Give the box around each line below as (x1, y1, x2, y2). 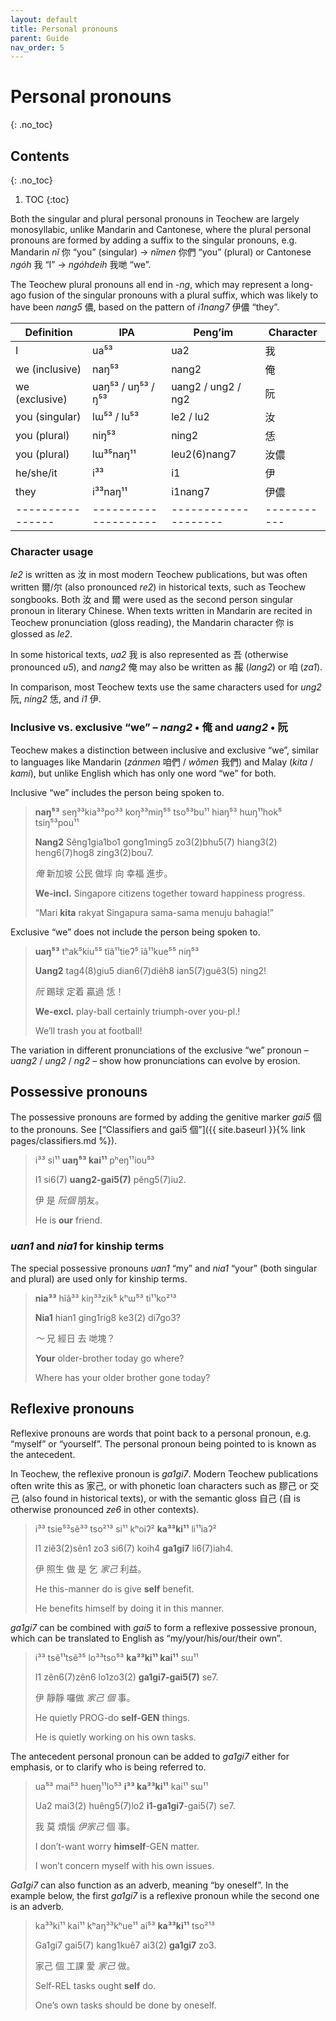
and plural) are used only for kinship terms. (10, 1272, 188, 1285)
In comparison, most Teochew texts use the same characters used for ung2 (10, 681, 322, 693)
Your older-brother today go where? (34, 1352, 185, 1364)
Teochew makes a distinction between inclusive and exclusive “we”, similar (10, 744, 319, 756)
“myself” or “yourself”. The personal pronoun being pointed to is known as (10, 1437, 317, 1450)
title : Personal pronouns (10, 24, 118, 34)
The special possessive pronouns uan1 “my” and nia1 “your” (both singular (10, 1262, 318, 1274)
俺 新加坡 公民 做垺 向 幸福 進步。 (34, 867, 173, 879)
